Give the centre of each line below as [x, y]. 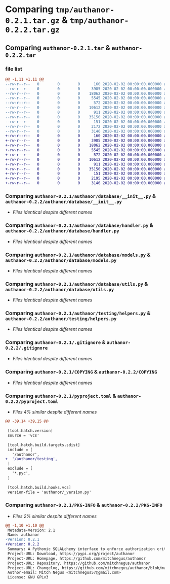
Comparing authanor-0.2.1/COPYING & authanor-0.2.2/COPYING [81, 371]
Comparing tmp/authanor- [60, 9]
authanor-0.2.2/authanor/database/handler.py [62, 231]
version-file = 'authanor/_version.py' [50, 492]
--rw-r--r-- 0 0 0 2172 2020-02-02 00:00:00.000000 [83, 126]
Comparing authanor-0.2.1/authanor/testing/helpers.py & [78, 313]
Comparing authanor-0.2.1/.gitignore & [55, 342]
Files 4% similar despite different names [55, 412]
